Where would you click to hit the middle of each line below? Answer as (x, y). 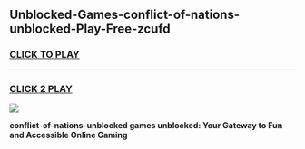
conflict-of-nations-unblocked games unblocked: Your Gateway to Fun (146, 125)
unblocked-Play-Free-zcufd (90, 29)
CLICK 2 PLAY (41, 88)
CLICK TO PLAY (44, 55)
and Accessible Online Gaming (69, 135)
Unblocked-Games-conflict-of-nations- (125, 15)
